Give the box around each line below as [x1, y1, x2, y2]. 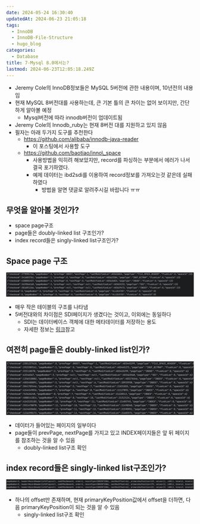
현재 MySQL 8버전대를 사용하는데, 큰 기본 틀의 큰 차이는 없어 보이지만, [14, 99, 179, 106]
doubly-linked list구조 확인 [23, 444, 87, 451]
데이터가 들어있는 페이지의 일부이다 [14, 422, 96, 429]
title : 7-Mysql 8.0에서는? [6, 60, 70, 65]
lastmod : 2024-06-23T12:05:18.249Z [6, 66, 95, 72]
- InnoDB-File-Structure [11, 35, 73, 41]
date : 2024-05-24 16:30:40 [6, 10, 73, 15]
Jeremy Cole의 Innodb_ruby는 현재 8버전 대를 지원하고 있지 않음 [14, 121, 167, 128]
